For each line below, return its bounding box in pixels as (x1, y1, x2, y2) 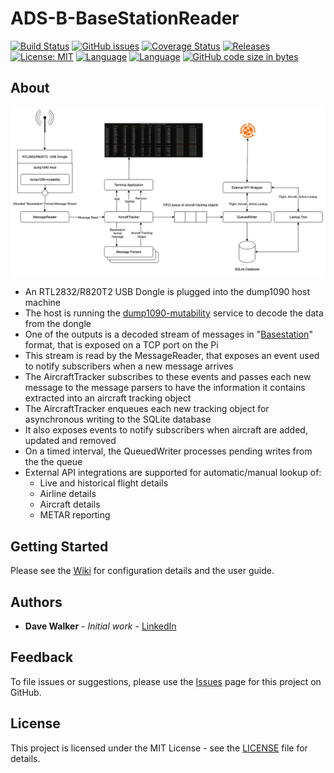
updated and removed (24, 435, 117, 447)
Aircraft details (39, 498, 101, 511)
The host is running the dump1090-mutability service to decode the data (24, 307, 324, 319)
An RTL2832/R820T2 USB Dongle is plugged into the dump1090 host (24, 286, 310, 298)
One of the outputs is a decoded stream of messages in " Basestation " (24, 328, 313, 341)
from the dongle (24, 318, 92, 330)
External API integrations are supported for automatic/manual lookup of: (24, 467, 322, 479)
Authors (10, 593, 63, 611)
